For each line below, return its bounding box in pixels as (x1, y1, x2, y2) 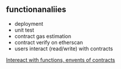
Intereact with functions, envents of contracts (6, 56, 115, 63)
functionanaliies (6, 5, 66, 15)
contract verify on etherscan (14, 39, 83, 46)
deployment (14, 20, 44, 27)
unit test (14, 26, 34, 33)
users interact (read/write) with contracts (14, 45, 113, 52)
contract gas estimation (14, 32, 72, 40)
